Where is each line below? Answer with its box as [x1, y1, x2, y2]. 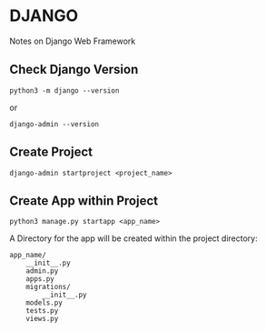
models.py [25, 298, 64, 307]
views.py [25, 315, 59, 324]
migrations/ [25, 283, 71, 292]
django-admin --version [9, 119, 100, 128]
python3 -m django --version [9, 86, 120, 96]
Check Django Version [9, 62, 139, 77]
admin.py [25, 267, 59, 276]
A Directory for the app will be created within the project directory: [9, 233, 258, 244]
